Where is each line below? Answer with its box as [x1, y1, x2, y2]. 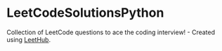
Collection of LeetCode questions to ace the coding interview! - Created [6, 28, 216, 36]
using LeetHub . [6, 35, 51, 43]
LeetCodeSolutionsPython [6, 5, 164, 21]
